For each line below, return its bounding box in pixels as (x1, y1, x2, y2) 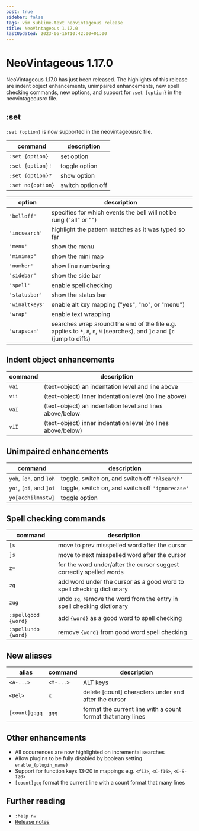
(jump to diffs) (51, 334, 91, 342)
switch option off (60, 181, 108, 189)
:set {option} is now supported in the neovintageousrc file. (6, 128, 153, 135)
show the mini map (51, 252, 104, 260)
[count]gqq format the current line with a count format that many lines (14, 779, 185, 786)
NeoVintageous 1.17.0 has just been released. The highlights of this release (6, 76, 188, 83)
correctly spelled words (58, 568, 124, 577)
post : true (6, 8, 33, 15)
